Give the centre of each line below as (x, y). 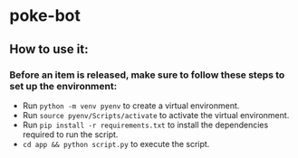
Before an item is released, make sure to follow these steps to (147, 75)
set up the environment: (63, 86)
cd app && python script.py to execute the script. (116, 144)
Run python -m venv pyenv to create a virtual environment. (131, 106)
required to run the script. (70, 134)
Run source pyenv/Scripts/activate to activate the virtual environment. (156, 115)
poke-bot (45, 16)
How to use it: (49, 49)
